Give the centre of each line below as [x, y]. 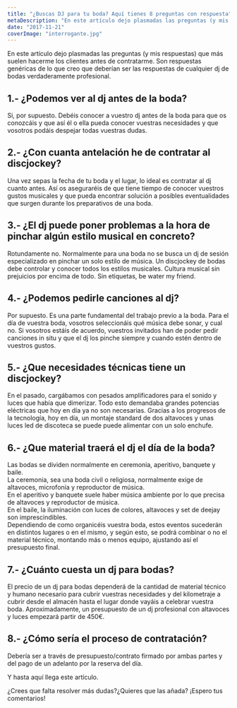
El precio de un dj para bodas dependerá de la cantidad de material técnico [117, 586]
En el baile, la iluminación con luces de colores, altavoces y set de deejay [114, 510]
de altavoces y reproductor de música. [63, 502]
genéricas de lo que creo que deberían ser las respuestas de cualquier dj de [118, 69]
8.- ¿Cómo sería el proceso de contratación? [107, 639]
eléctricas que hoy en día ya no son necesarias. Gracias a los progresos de [116, 411]
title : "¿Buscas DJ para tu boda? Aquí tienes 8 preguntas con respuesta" [120, 14]
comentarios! [26, 698]
